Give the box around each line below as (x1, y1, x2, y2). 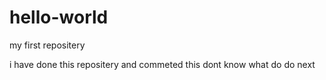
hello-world (9, 6, 109, 29)
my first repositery (9, 39, 86, 51)
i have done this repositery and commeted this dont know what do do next (9, 58, 316, 70)
